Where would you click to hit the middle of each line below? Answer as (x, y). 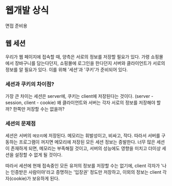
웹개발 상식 (27, 11)
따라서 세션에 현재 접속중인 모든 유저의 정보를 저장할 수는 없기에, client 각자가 (83, 166)
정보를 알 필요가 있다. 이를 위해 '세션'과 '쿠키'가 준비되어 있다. (67, 69)
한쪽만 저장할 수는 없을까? (39, 109)
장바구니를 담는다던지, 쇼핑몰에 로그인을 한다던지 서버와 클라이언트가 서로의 (90, 63)
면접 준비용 (16, 26)
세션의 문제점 (20, 123)
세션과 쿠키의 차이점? (30, 84)
